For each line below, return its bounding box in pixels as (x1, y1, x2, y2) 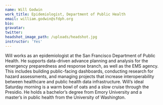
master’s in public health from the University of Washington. (5, 94, 126, 100)
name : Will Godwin (5, 7, 43, 12)
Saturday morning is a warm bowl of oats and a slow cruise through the (5, 84, 149, 90)
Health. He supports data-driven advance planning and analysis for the (5, 57, 148, 64)
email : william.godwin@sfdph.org (5, 16, 73, 21)
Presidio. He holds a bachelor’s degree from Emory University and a (5, 89, 142, 95)
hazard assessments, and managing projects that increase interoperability (5, 73, 154, 79)
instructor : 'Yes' (5, 39, 43, 44)
